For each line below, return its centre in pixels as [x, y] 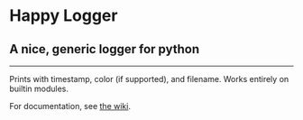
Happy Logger [64, 16]
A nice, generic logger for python [105, 49]
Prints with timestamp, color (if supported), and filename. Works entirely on [149, 79]
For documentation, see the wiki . [70, 106]
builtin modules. [39, 88]
